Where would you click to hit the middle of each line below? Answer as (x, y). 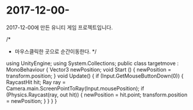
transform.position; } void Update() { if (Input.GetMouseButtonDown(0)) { (95, 76)
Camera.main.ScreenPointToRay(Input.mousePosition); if (75, 88)
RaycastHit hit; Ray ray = (36, 82)
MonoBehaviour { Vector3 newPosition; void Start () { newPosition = (89, 69)
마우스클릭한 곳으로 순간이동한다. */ (55, 51)
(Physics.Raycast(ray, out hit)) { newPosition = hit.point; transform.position (97, 95)
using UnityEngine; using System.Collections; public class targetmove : (92, 63)
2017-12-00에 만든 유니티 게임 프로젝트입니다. (60, 27)
